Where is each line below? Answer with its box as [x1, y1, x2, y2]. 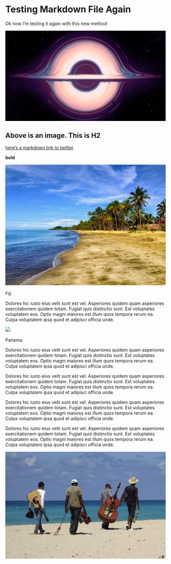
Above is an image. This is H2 [5, 131, 101, 140]
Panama [5, 337, 23, 343]
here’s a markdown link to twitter [5, 144, 74, 151]
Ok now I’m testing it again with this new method [5, 20, 107, 27]
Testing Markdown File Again [5, 4, 131, 15]
